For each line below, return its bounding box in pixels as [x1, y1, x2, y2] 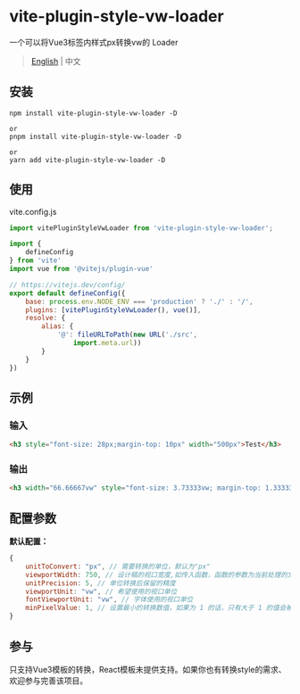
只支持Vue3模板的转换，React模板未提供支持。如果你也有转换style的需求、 [9, 664, 287, 674]
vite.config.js [9, 206, 57, 217]
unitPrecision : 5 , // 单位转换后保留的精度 [25, 578, 176, 588]
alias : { [41, 322, 74, 331]
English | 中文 [30, 55, 82, 66]
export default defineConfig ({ [9, 288, 126, 298]
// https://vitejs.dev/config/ [9, 280, 126, 289]
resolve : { [25, 314, 66, 323]
